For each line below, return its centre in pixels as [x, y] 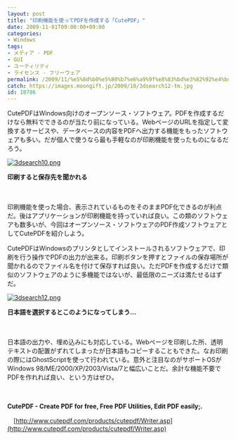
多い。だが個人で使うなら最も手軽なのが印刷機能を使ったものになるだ [127, 140]
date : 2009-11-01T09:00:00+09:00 [56, 27]
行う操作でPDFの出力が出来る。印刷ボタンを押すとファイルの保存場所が [124, 257]
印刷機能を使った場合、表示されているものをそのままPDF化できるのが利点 [115, 207]
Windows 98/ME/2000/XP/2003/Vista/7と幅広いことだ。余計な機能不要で [114, 369]
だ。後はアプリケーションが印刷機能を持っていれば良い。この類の [103, 216]
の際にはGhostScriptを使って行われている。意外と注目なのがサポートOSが [114, 360]
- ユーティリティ [29, 66]
